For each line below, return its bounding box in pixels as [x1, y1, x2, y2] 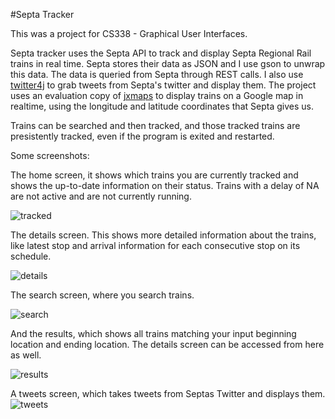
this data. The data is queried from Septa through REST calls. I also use [10, 69, 304, 80]
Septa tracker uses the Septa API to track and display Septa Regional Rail [10, 47, 312, 59]
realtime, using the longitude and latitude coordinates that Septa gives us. [10, 100, 314, 112]
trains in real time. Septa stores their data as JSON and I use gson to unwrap [10, 58, 326, 69]
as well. [10, 349, 42, 361]
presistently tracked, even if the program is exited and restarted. [10, 130, 275, 142]
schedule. [10, 250, 52, 262]
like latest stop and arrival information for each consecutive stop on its [10, 240, 301, 251]
